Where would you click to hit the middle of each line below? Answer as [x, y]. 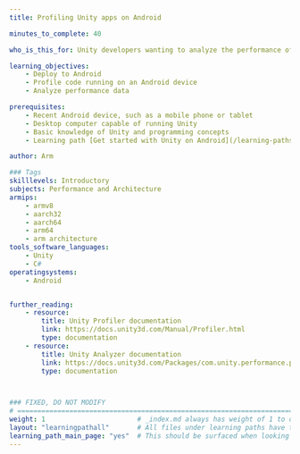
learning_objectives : [50, 66]
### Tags [25, 172]
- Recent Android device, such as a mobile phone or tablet [139, 115]
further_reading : [42, 305]
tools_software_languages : [59, 248]
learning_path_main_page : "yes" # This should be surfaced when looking [150, 436]
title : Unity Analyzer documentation [111, 354]
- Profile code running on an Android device [112, 83]
